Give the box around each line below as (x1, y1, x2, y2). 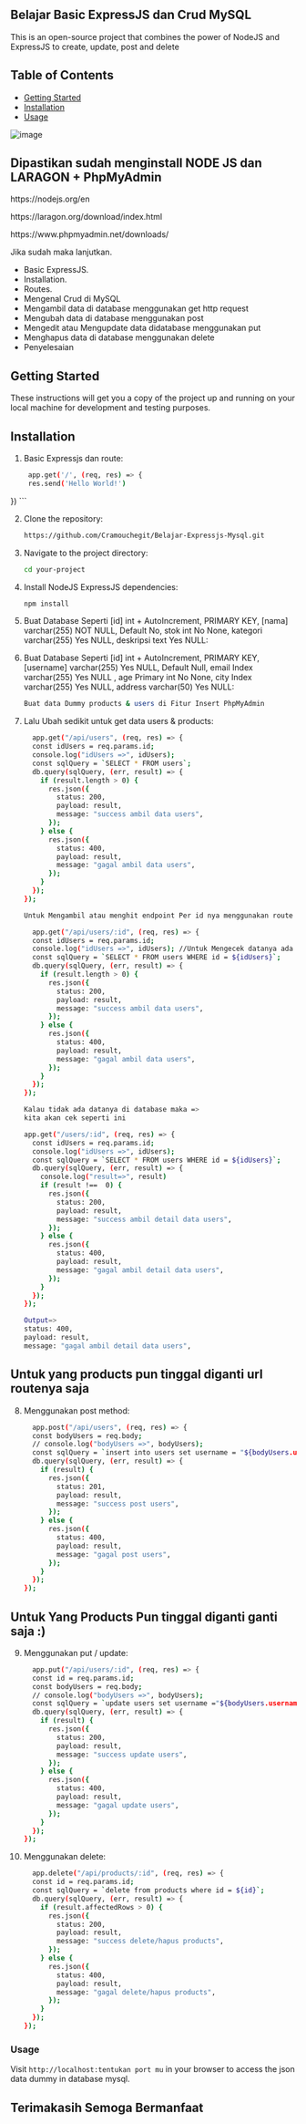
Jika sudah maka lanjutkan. (10, 246, 113, 258)
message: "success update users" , (56, 1750, 188, 1759)
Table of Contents (10, 67, 115, 83)
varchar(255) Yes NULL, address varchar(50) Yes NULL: (23, 681, 235, 692)
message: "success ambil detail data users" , (56, 1215, 232, 1224)
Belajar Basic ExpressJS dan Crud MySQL (10, 7, 252, 23)
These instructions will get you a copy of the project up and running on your (10, 392, 295, 404)
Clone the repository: (23, 513, 104, 523)
